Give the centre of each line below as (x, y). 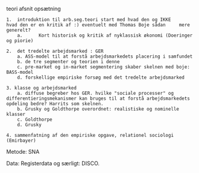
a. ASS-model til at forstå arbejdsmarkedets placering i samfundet (105, 56)
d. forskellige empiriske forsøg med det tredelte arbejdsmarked (101, 77)
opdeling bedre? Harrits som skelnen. (55, 104)
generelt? (19, 30)
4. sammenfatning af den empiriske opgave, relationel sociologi (90, 135)
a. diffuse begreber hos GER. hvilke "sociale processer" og (95, 93)
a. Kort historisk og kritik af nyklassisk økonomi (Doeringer (105, 35)
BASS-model (20, 72)
